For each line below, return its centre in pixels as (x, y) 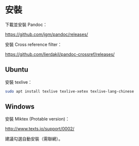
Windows (20, 107)
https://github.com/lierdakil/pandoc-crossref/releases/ (60, 54)
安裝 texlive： (19, 82)
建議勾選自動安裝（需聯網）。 (34, 139)
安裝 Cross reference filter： (34, 44)
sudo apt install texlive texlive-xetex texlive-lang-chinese (69, 91)
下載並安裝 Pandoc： (26, 24)
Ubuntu (17, 70)
